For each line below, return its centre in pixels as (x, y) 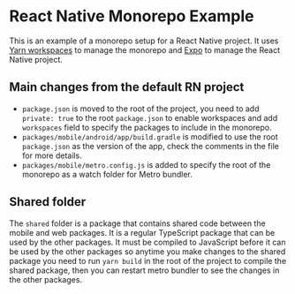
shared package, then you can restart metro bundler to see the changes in (144, 270)
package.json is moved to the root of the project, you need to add (140, 109)
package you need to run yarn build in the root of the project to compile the (148, 260)
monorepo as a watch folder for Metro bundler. (107, 174)
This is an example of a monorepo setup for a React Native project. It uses (144, 41)
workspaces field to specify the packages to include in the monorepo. (147, 127)
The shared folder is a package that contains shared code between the (138, 223)
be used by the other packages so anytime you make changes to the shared (147, 251)
